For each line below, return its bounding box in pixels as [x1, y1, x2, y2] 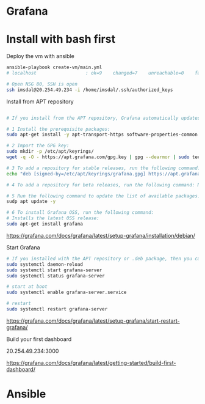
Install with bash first [6, 32, 116, 46]
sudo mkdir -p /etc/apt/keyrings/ [6, 149, 95, 155]
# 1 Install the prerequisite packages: [6, 126, 111, 132]
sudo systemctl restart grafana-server [6, 306, 108, 312]
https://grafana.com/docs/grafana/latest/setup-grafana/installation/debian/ [6, 232, 195, 239]
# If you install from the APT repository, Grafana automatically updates [6, 115, 201, 121]
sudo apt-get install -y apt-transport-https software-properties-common [6, 131, 198, 138]
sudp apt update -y [6, 199, 56, 205]
